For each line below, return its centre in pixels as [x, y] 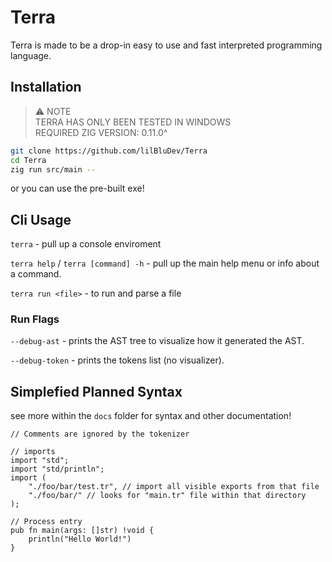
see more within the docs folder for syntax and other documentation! [151, 416]
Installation [46, 87]
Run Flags [35, 319]
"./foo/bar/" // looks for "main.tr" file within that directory [167, 496]
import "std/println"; [57, 469]
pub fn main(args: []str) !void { [82, 531]
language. [31, 55]
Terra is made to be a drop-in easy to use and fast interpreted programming [166, 45]
